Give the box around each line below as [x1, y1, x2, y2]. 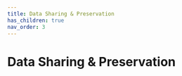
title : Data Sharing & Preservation [7, 10, 115, 18]
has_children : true [7, 17, 65, 24]
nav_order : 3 [7, 23, 46, 30]
